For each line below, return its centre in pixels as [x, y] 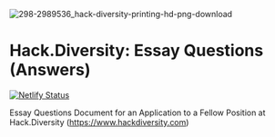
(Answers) [50, 70]
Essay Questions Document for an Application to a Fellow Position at [137, 113]
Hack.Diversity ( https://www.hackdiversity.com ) [99, 122]
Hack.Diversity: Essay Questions [137, 51]
